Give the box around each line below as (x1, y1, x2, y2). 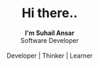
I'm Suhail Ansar (25, 29, 74, 37)
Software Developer (20, 36, 79, 44)
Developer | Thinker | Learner (6, 51, 93, 60)
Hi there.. (21, 5, 78, 21)
